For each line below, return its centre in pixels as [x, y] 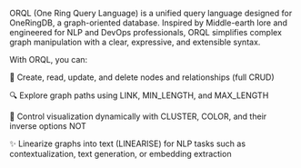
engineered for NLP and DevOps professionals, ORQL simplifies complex [145, 32]
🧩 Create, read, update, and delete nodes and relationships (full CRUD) [142, 77]
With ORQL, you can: [49, 59]
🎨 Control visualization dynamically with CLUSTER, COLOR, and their [138, 116]
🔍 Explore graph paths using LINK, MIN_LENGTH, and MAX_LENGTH [139, 95]
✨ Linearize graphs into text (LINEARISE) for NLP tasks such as [128, 143]
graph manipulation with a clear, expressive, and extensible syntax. [135, 42]
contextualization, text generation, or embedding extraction [120, 154]
